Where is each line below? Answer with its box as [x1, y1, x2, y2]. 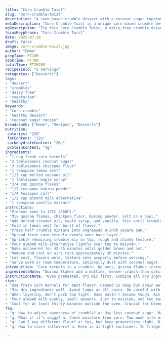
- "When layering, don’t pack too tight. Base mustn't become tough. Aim [5, 292, 161, 297]
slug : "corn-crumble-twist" [5, 12, 63, 17]
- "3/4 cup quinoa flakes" [5, 182, 61, 187]
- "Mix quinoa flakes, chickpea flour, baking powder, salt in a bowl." [5, 214, 158, 219]
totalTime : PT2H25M [5, 62, 45, 67]
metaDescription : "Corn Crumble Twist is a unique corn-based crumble [5, 21, 154, 26]
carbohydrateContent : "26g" [7, 140, 65, 146]
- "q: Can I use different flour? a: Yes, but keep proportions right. [5, 320, 156, 325]
